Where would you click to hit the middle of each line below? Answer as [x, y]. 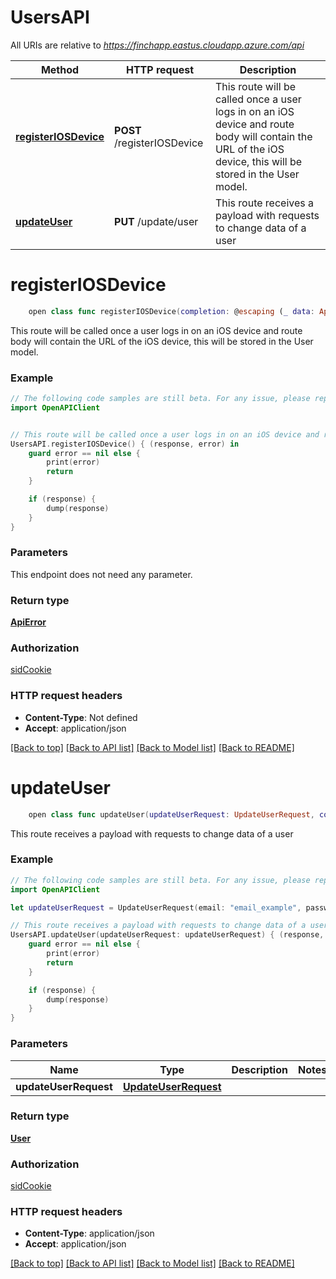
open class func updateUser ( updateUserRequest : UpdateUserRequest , [171, 814]
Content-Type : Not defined [81, 717]
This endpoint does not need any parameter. [101, 574]
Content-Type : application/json [89, 1233]
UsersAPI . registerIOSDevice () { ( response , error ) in [125, 444]
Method [60, 69]
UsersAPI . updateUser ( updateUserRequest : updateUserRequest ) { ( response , [167, 935]
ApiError [28, 622]
